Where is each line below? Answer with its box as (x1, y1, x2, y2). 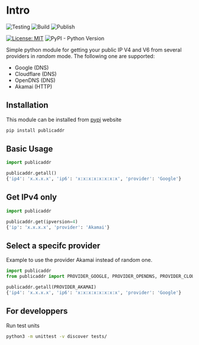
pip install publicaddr (6, 127, 65, 134)
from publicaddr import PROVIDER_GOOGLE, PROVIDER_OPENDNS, (6, 274, 158, 280)
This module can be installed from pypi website (6, 116, 122, 123)
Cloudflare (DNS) (14, 70, 57, 77)
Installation (6, 100, 49, 110)
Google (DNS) (14, 64, 49, 71)
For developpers (6, 306, 68, 316)
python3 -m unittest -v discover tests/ (6, 333, 108, 339)
